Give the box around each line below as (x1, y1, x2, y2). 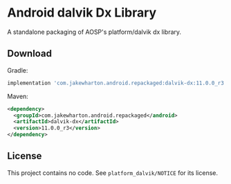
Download (7, 48, 52, 59)
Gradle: (7, 66, 28, 74)
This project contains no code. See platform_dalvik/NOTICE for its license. (7, 168, 218, 177)
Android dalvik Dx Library (7, 5, 157, 21)
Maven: (7, 92, 29, 100)
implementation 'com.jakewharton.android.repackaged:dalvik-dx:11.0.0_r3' (7, 80, 228, 86)
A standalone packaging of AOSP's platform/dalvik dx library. (7, 28, 182, 36)
